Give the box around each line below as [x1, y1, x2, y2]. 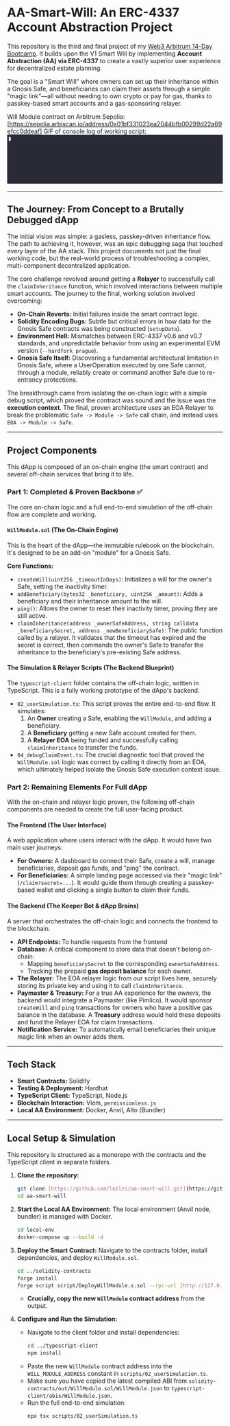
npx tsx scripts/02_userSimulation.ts [27, 1413, 138, 1420]
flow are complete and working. [7, 510, 97, 518]
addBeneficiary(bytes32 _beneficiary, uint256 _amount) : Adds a [16, 589, 203, 598]
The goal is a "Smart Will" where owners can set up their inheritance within [7, 77, 219, 85]
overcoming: [7, 297, 42, 305]
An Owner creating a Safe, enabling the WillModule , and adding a [27, 714, 212, 722]
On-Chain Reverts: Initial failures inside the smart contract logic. [16, 310, 200, 319]
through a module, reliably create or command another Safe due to [16, 369, 205, 377]
